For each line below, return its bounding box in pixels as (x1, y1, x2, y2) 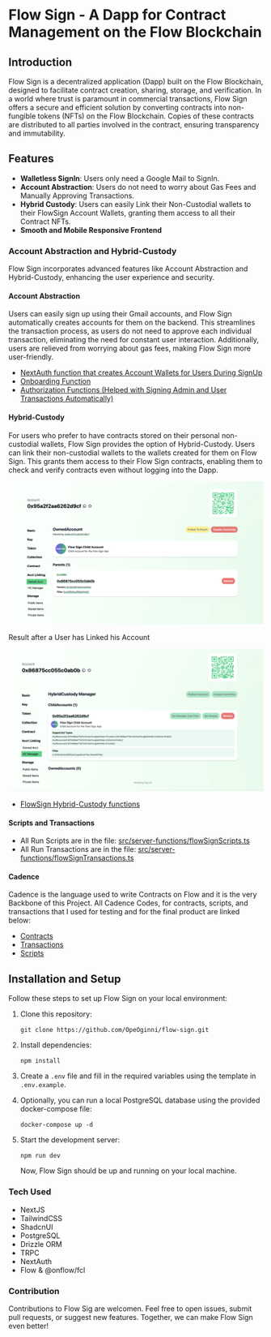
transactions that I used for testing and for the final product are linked (8, 907, 240, 917)
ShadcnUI (19, 1222, 53, 1232)
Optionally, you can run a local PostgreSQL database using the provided (19, 1095, 260, 1105)
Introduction (8, 55, 73, 69)
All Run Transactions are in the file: (19, 845, 137, 854)
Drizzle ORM (19, 1239, 63, 1249)
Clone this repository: (19, 1009, 92, 1019)
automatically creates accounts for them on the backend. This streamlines (8, 318, 256, 328)
